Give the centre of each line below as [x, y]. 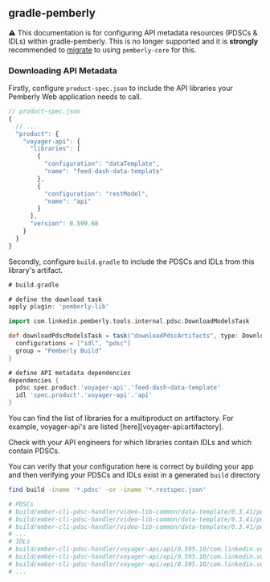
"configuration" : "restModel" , [96, 194]
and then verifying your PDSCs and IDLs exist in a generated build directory [135, 475]
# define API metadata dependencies [70, 373]
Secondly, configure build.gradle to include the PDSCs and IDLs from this [131, 262]
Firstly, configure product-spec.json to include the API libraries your [121, 89]
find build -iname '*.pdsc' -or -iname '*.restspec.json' [107, 490]
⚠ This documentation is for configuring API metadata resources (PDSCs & [133, 32]
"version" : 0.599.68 [64, 224]
